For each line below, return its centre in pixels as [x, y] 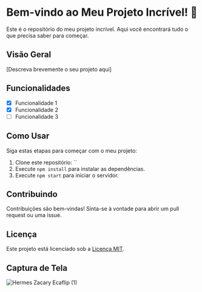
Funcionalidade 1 [36, 103]
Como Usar [28, 136]
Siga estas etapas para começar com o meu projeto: [72, 150]
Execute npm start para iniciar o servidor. [67, 175]
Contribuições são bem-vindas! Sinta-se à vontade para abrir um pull [93, 209]
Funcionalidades [39, 88]
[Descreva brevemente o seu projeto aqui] [59, 69]
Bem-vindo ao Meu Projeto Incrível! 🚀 [102, 12]
